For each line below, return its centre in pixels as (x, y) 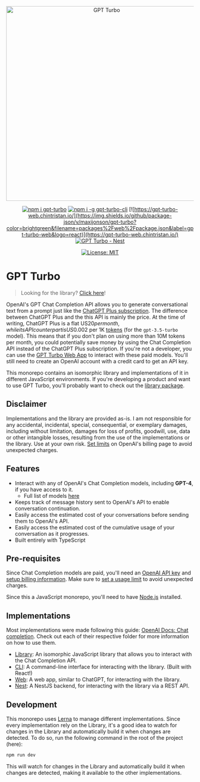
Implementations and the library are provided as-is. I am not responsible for (99, 418)
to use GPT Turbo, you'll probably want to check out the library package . (96, 385)
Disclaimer (26, 404)
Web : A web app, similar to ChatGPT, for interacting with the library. (98, 680)
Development (32, 704)
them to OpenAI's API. (42, 521)
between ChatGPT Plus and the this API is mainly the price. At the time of (96, 317)
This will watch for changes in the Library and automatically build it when (96, 766)
